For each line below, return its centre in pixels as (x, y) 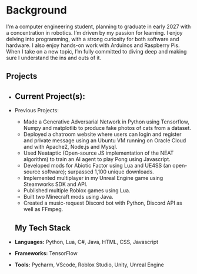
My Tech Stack (42, 228)
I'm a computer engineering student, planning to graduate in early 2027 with (98, 26)
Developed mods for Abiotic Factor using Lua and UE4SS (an (97, 166)
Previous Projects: (36, 111)
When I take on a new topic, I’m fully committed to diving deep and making (96, 51)
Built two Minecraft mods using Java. (68, 197)
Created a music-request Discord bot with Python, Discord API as (103, 203)
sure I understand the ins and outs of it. (54, 58)
